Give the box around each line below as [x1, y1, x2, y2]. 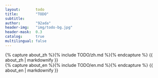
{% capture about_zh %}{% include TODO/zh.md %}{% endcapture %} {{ [5, 52, 153, 58]
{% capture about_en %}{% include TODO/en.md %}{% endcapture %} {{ [5, 62, 153, 68]
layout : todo [5, 7, 45, 12]
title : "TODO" [5, 12, 49, 16]
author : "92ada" [5, 20, 51, 26]
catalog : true [5, 34, 45, 39]
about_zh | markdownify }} [5, 57, 58, 63]
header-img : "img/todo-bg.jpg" [5, 25, 73, 30]
